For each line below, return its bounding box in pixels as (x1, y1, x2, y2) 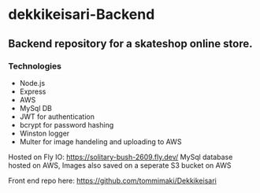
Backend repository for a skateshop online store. (8, 37, 254, 50)
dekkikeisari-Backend (8, 6, 155, 24)
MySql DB (19, 103, 53, 113)
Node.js (19, 78, 46, 87)
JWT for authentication (19, 112, 95, 121)
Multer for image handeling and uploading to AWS (19, 136, 182, 147)
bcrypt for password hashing (19, 120, 114, 129)
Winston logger (19, 128, 70, 138)
